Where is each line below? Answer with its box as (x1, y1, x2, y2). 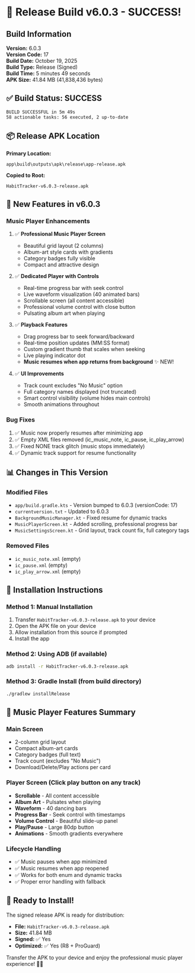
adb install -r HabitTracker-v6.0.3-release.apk (6, 663, 129, 669)
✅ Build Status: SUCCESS (6, 93, 102, 103)
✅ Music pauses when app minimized (14, 858, 107, 865)
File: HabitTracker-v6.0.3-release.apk (14, 923, 110, 930)
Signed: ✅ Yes (14, 935, 51, 942)
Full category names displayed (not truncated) (23, 388, 137, 395)
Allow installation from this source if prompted (14, 629, 127, 636)
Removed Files (6, 542, 49, 550)
